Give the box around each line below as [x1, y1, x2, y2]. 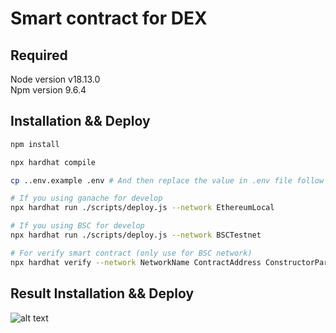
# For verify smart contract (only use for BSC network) [10, 248, 253, 258]
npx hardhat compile [10, 157, 97, 167]
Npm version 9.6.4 [10, 84, 87, 96]
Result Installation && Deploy [10, 285, 195, 302]
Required [10, 47, 68, 64]
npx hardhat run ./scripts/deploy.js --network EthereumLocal [10, 203, 275, 213]
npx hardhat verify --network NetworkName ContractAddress [10, 257, 262, 267]
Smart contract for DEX [10, 7, 208, 30]
